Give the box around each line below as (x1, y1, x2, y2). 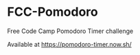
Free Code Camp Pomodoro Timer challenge (7, 27, 134, 35)
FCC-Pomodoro (7, 4, 98, 20)
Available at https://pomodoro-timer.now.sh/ (7, 40, 132, 48)
